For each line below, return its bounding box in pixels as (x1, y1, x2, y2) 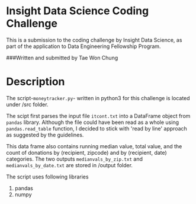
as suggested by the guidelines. (6, 131, 84, 138)
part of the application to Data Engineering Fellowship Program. (6, 43, 161, 50)
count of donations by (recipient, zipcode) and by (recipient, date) (6, 149, 167, 156)
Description (6, 75, 65, 88)
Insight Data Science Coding (6, 4, 149, 18)
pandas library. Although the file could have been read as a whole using (6, 119, 179, 126)
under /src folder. (6, 101, 49, 108)
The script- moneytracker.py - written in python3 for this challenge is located (6, 94, 191, 101)
